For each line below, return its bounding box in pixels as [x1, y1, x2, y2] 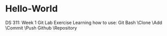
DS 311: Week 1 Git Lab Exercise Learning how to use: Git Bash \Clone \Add [5, 19, 162, 25]
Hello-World [5, 3, 58, 14]
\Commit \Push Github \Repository [5, 24, 77, 30]
